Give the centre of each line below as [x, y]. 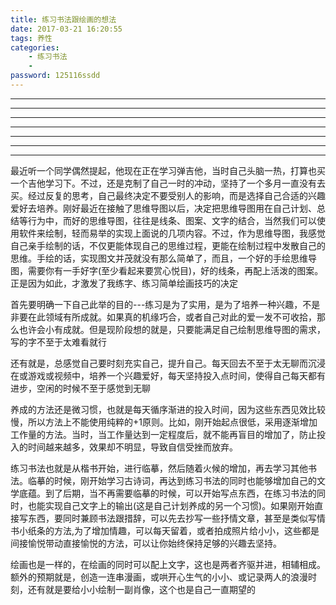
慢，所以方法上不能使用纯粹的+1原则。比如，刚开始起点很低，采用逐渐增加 [164, 422]
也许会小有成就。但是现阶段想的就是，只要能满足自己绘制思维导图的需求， [172, 329]
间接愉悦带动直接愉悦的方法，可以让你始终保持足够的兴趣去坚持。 [146, 543]
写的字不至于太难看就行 [58, 342]
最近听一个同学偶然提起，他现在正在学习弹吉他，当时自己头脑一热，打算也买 [168, 170]
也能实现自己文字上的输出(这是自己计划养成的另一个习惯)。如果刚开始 [171, 505]
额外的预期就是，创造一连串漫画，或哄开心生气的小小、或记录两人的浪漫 [159, 577]
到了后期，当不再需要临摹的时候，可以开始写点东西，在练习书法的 [180, 493]
